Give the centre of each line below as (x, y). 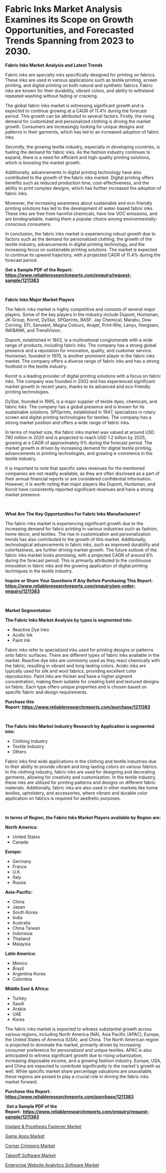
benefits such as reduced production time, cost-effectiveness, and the (77, 183)
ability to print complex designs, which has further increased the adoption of (83, 188)
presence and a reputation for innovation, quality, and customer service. (79, 350)
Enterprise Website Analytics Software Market (52, 1165)
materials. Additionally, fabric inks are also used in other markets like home (82, 787)
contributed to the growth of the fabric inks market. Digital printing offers (80, 177)
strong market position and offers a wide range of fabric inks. (68, 422)
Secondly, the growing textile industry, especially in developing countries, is (83, 147)
